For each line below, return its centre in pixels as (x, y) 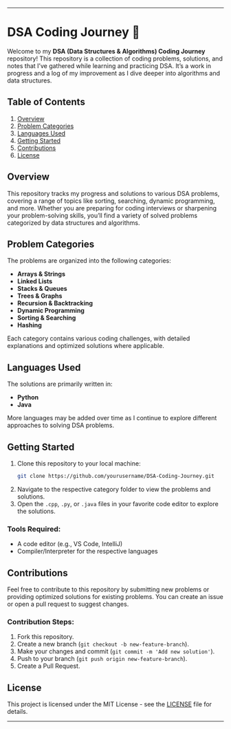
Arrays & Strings (41, 274)
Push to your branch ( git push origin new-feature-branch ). (102, 659)
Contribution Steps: (41, 622)
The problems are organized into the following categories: (89, 261)
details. (18, 712)
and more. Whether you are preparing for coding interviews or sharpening (112, 208)
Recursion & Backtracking (55, 303)
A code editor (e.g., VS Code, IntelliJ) (70, 544)
